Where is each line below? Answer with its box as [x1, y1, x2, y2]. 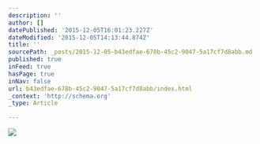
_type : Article [8, 99, 58, 107]
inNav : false [8, 77, 51, 85]
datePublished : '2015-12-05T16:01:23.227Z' [8, 26, 154, 34]
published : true [8, 56, 62, 64]
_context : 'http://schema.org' [8, 92, 111, 100]
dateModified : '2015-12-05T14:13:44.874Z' [8, 33, 150, 42]
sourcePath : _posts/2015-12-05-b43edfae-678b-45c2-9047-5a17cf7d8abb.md [8, 48, 253, 56]
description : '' [8, 11, 62, 20]
